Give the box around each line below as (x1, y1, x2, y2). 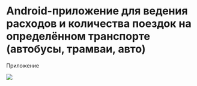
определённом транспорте (6, 30, 151, 43)
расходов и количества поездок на (6, 17, 192, 30)
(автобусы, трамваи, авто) (6, 42, 146, 56)
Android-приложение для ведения (6, 4, 188, 18)
